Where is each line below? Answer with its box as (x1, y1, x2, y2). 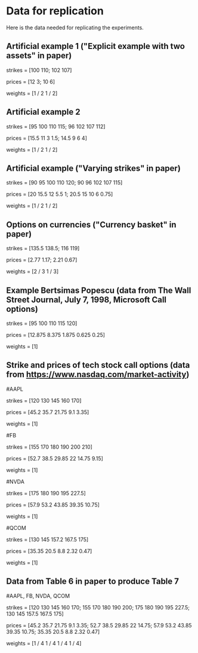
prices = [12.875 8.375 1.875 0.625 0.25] (6, 332, 106, 338)
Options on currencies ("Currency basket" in (6, 219, 177, 229)
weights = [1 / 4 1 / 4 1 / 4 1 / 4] (6, 639, 82, 646)
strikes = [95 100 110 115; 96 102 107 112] (6, 122, 106, 130)
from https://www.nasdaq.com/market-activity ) (6, 369, 190, 380)
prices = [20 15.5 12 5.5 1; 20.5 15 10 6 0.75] (6, 191, 113, 198)
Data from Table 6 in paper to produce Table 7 (6, 577, 180, 587)
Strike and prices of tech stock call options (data (6, 360, 190, 370)
